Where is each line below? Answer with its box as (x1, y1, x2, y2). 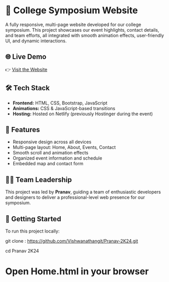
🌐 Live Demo (5, 53, 47, 61)
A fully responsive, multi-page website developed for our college (5, 21, 142, 28)
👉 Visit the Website (5, 66, 47, 72)
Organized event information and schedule (12, 155, 103, 161)
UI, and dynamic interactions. (5, 38, 67, 44)
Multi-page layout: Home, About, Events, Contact (12, 144, 116, 150)
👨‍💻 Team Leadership (5, 175, 72, 184)
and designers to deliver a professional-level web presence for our (5, 194, 145, 200)
